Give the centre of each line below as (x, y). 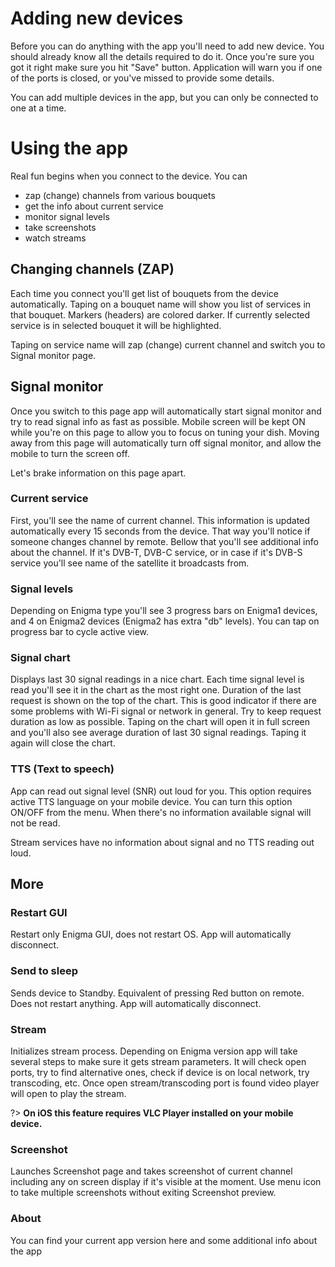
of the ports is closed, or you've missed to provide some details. (142, 78)
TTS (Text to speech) (62, 769)
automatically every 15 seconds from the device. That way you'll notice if (160, 531)
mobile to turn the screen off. (70, 453)
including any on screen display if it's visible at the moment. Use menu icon (166, 1182)
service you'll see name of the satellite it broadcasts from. (130, 563)
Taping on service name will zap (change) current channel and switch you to (168, 344)
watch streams (55, 238)
